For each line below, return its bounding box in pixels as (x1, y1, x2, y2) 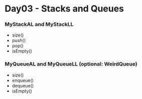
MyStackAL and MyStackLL (5, 21, 74, 28)
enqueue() (12, 77, 34, 83)
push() (12, 37, 26, 43)
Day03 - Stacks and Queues (5, 3, 124, 14)
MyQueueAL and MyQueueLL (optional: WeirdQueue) (5, 60, 137, 67)
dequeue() (12, 82, 34, 88)
